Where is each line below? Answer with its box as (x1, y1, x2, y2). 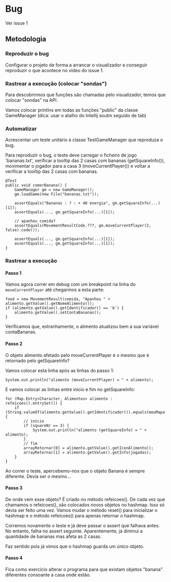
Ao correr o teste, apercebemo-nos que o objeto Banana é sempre (5, 467, 145, 474)
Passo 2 (5, 341, 23, 347)
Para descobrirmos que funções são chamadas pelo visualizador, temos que (5, 92, 166, 98)
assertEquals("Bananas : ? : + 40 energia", (14, 200, 110, 206)
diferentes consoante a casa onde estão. (5, 571, 91, 578)
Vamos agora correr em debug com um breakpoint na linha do (5, 281, 136, 287)
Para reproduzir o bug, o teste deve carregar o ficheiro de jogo (5, 152, 137, 159)
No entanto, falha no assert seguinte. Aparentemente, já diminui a (5, 528, 143, 534)
